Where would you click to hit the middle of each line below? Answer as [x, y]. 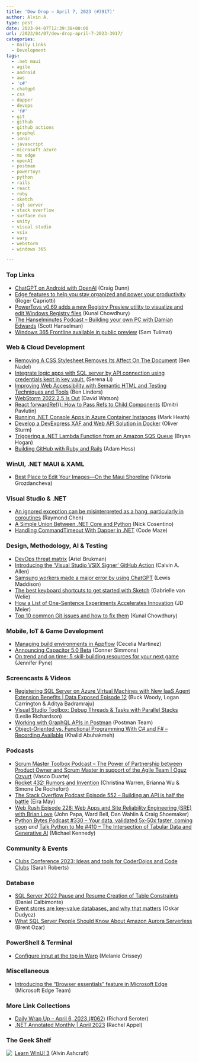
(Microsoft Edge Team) [43, 990]
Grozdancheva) [33, 483]
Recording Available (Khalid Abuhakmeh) [65, 735]
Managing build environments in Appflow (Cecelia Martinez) [88, 644]
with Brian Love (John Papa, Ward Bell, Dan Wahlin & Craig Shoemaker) [102, 814]
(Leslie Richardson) [38, 717]
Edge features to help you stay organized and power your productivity [100, 294]
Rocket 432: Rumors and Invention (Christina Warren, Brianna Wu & [97, 782]
